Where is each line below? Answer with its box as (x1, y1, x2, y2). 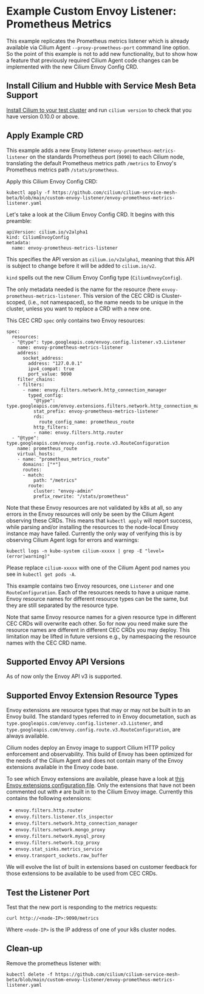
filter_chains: (17, 376, 56, 382)
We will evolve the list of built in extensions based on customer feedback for (6, 863, 197, 871)
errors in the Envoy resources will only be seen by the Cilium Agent (6, 510, 174, 518)
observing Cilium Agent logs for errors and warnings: (6, 536, 140, 543)
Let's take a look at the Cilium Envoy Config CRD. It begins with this (6, 211, 175, 218)
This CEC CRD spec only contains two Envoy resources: (6, 317, 146, 324)
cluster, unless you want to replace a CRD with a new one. (6, 305, 152, 312)
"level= (144, 548, 165, 554)
